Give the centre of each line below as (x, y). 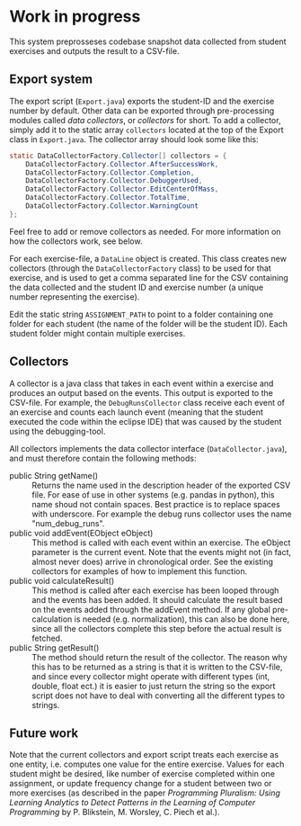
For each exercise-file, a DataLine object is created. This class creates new (148, 258)
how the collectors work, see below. (76, 241)
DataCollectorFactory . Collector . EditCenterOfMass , (122, 189)
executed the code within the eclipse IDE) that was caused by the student (146, 421)
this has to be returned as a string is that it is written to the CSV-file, (157, 667)
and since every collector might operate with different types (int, (151, 676)
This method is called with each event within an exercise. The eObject (161, 543)
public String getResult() (54, 647)
